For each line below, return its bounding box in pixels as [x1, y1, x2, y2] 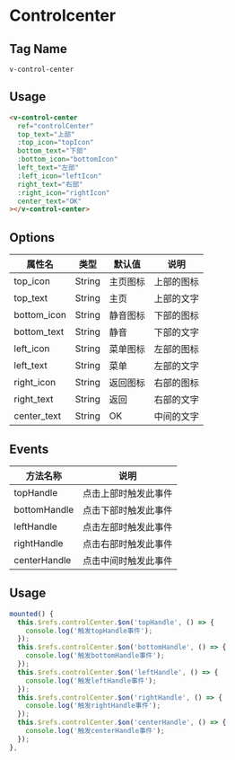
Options [9, 230, 56, 245]
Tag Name [9, 41, 67, 57]
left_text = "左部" [17, 163, 80, 172]
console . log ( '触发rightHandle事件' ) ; [25, 702, 161, 711]
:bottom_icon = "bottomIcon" [17, 155, 118, 164]
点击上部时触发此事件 [82, 487, 173, 499]
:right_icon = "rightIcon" [17, 188, 110, 198]
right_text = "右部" [17, 180, 83, 189]
